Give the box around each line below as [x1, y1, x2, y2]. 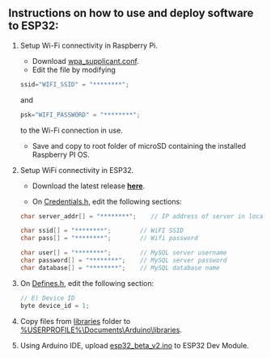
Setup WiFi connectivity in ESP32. [19, 165, 134, 175]
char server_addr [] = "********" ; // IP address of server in [19, 212, 245, 221]
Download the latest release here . [32, 181, 146, 191]
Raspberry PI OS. [32, 150, 91, 159]
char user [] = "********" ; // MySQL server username [19, 249, 227, 257]
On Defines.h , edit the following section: [19, 278, 155, 288]
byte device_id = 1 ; [19, 301, 90, 310]
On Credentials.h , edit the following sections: [32, 196, 182, 206]
